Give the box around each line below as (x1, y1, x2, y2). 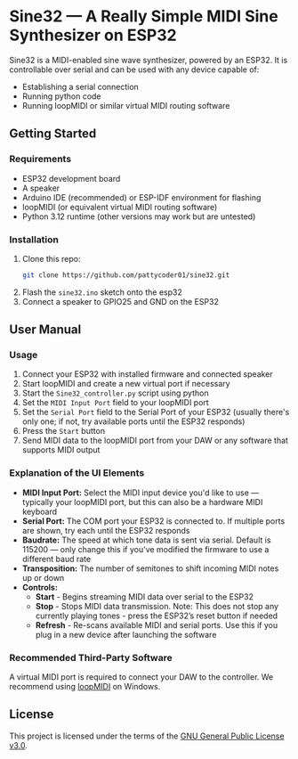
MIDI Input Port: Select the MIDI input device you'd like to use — (21, 487, 260, 498)
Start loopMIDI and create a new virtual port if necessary (21, 379, 230, 389)
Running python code (21, 91, 101, 102)
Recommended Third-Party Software (9, 651, 173, 664)
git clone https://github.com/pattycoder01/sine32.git (21, 270, 230, 280)
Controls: (21, 582, 58, 592)
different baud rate (21, 553, 92, 564)
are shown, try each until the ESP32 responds (21, 525, 190, 535)
